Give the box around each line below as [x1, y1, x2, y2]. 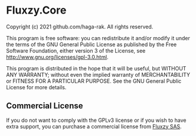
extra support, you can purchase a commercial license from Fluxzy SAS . [6, 122, 182, 130]
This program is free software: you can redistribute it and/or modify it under [6, 34, 190, 41]
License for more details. [6, 83, 67, 90]
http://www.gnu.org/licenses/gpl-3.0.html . [6, 53, 109, 60]
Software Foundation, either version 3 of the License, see [6, 47, 146, 54]
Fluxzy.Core [6, 4, 67, 17]
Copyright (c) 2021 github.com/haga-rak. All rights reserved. [6, 23, 153, 30]
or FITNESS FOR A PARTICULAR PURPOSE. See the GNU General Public [6, 77, 182, 85]
